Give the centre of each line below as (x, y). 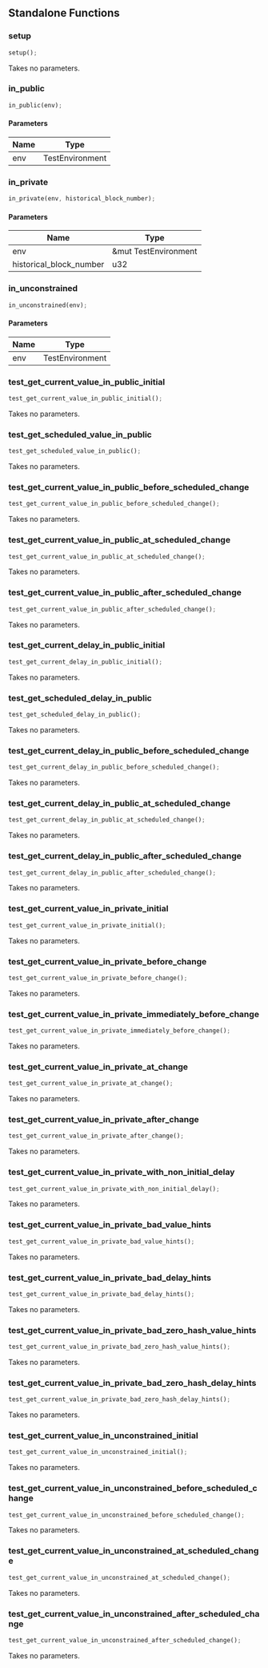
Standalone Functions (64, 13)
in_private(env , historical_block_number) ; (82, 199)
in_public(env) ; (35, 105)
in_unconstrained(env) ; (48, 305)
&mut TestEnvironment (154, 252)
